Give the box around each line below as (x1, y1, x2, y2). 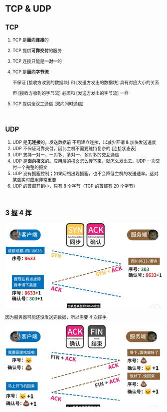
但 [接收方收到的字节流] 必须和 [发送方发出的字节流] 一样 (12, 90, 129, 96)
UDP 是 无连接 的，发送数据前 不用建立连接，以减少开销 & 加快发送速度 (12, 139, 157, 145)
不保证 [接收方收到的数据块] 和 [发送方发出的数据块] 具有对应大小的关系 (12, 80, 160, 85)
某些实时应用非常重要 (12, 176, 56, 183)
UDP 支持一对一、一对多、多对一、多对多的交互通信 (12, 151, 120, 158)
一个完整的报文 (16, 164, 48, 170)
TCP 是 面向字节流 (12, 69, 49, 75)
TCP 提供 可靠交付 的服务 (12, 48, 62, 53)
